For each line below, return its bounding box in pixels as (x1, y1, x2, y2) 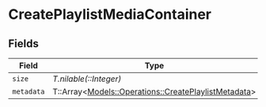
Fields (8, 37, 40, 50)
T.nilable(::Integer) (52, 73, 122, 84)
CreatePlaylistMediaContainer (8, 6, 212, 24)
